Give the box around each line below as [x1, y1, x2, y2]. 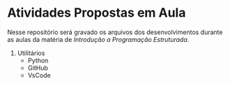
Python [27, 56, 49, 64]
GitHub [27, 63, 49, 72]
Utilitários [17, 49, 45, 57]
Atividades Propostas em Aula [7, 5, 186, 21]
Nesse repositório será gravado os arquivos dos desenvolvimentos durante [7, 28, 223, 36]
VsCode [27, 71, 51, 79]
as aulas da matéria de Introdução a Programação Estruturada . [7, 35, 190, 43]
